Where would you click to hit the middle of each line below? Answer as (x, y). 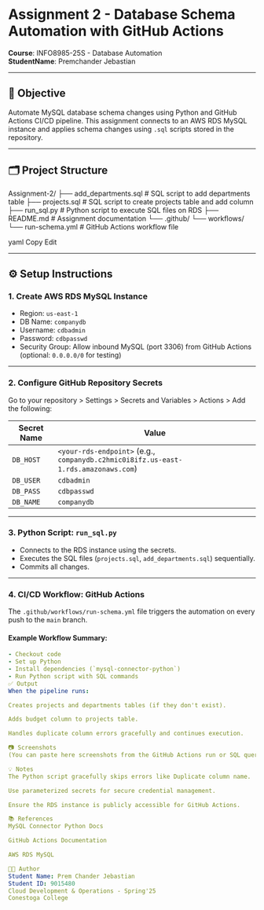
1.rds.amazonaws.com (96, 469)
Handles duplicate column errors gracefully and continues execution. (126, 734)
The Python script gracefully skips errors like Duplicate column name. (130, 776)
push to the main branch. (48, 620)
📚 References (31, 819)
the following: (30, 408)
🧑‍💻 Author (24, 869)
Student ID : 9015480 (42, 883)
